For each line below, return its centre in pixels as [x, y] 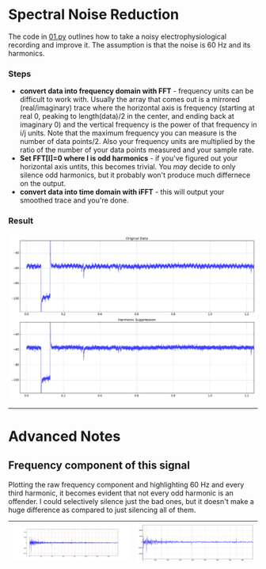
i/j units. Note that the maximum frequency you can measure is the [128, 133]
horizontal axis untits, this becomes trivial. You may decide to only [127, 167]
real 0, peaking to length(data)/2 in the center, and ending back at [127, 116]
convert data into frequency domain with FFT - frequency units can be [137, 91]
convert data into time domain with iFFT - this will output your [122, 192]
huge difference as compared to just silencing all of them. [102, 510]
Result [21, 221]
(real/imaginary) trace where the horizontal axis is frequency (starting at [137, 108]
